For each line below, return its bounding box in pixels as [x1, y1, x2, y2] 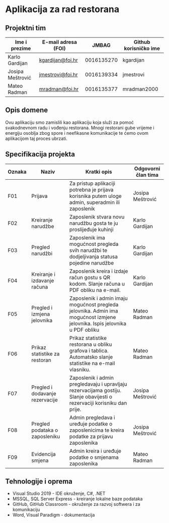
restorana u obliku [69, 341, 112, 348]
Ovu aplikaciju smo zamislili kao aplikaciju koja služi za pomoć [5, 119, 134, 125]
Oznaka [8, 168, 27, 175]
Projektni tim [5, 24, 46, 32]
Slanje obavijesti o [69, 393, 112, 400]
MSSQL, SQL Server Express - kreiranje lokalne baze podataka [12, 496, 143, 502]
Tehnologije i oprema [5, 477, 73, 486]
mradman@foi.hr [39, 86, 79, 92]
